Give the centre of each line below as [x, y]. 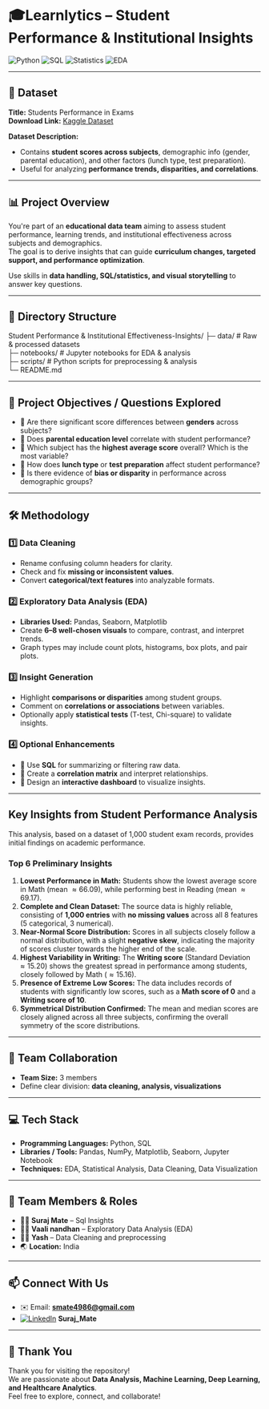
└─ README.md [35, 370]
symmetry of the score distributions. [80, 1025]
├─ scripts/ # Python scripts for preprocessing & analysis [103, 361]
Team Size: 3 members [58, 1077]
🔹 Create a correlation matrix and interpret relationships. [114, 773]
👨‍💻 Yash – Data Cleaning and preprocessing [93, 1237]
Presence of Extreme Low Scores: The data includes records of [126, 983]
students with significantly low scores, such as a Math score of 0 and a [138, 991]
